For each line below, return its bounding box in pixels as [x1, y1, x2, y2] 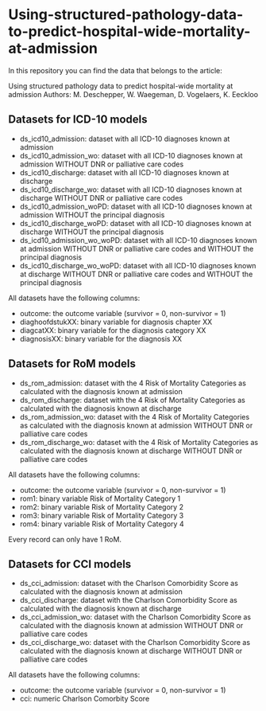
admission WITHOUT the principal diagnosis [19, 209, 165, 220]
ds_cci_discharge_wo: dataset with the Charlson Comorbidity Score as [19, 638, 251, 647]
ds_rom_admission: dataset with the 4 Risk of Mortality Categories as [19, 378, 246, 388]
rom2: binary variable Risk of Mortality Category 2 [19, 502, 184, 511]
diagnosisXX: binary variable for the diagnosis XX [19, 334, 183, 343]
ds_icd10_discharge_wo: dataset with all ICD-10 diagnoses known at [19, 185, 242, 194]
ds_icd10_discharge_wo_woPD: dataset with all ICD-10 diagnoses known [19, 260, 256, 270]
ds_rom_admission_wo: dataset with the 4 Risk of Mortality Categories [19, 412, 250, 421]
